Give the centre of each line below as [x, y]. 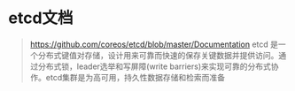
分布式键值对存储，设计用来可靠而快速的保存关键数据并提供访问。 [158, 55]
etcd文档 [41, 18]
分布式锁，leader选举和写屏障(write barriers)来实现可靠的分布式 [155, 66]
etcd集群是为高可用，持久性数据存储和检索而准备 [135, 77]
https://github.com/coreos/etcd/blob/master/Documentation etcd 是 [154, 44]
